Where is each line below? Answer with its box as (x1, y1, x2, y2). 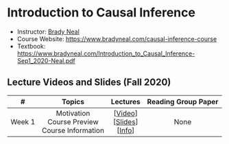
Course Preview (47, 117, 99, 126)
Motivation (56, 108, 91, 118)
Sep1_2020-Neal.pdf (16, 56, 75, 64)
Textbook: (16, 42, 46, 50)
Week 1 (10, 117, 36, 126)
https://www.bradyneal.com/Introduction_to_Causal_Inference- (16, 49, 195, 58)
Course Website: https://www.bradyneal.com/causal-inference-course (16, 34, 217, 43)
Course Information (42, 125, 105, 135)
